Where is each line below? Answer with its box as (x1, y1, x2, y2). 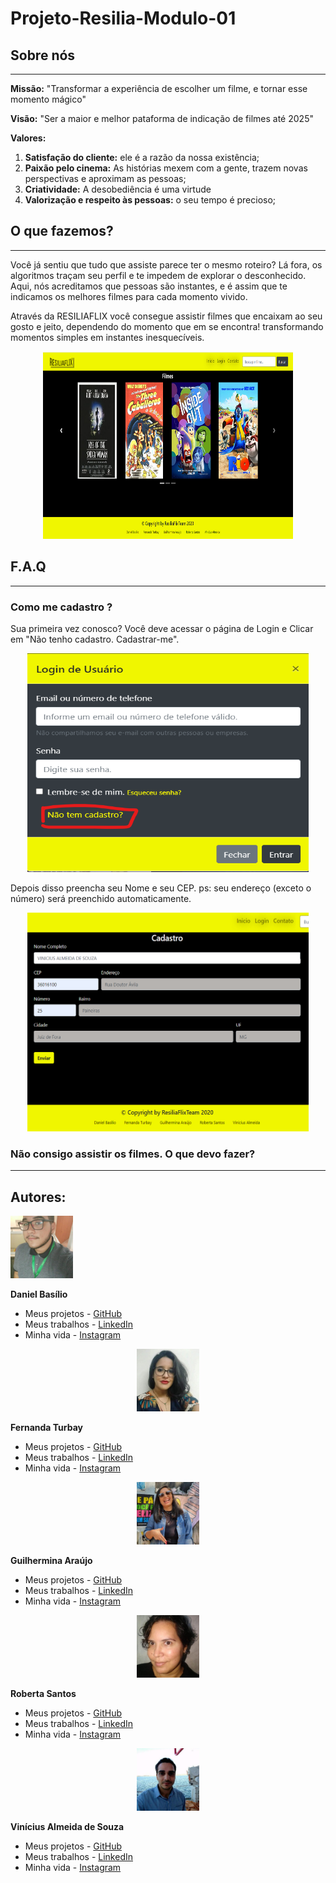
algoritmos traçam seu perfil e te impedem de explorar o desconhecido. (10, 269, 307, 281)
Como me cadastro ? (10, 600, 113, 614)
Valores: (10, 132, 47, 144)
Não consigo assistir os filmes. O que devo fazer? (10, 1147, 256, 1161)
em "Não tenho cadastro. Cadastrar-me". (10, 633, 180, 645)
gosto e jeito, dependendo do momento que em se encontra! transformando (10, 320, 324, 332)
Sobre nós (10, 47, 76, 64)
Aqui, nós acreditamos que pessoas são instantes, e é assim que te (10, 280, 288, 292)
